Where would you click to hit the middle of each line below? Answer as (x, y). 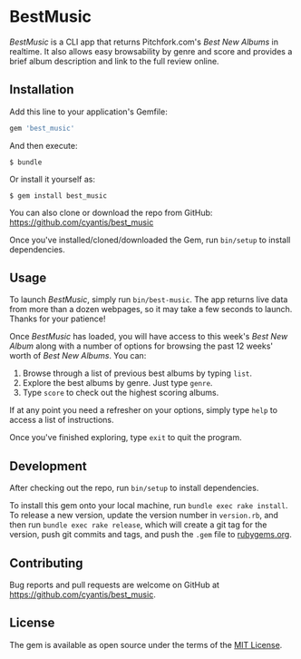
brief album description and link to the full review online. (114, 61)
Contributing (46, 563)
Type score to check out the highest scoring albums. (121, 393)
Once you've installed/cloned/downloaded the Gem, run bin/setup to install (150, 240)
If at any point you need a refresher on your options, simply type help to (144, 410)
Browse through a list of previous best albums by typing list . (137, 373)
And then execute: (44, 145)
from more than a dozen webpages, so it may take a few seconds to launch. (151, 310)
